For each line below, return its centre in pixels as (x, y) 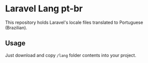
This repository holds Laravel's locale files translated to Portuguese (74, 22)
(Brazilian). (16, 27)
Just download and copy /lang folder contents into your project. (71, 55)
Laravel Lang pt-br (44, 9)
